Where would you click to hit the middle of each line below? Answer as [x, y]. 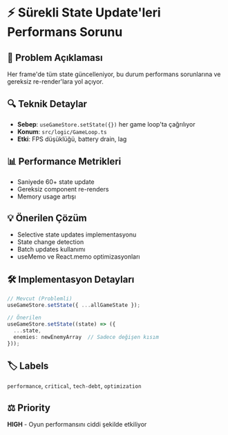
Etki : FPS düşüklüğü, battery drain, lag [72, 139]
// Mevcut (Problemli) [40, 299]
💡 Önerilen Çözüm [47, 218]
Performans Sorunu [65, 32]
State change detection [50, 242]
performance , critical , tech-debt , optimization [74, 386]
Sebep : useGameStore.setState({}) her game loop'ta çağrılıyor [106, 124]
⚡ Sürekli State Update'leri [84, 13]
